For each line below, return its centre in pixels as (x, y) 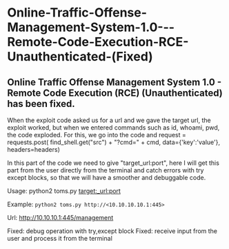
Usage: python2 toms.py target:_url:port (64, 191)
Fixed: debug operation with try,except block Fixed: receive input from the (112, 231)
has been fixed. (41, 104)
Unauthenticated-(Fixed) (80, 57)
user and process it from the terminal (60, 238)
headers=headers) (34, 149)
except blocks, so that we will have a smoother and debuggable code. (107, 178)
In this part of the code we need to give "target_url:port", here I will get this (113, 163)
